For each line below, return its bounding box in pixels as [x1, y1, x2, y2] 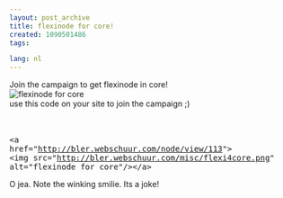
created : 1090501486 [9, 30, 87, 39]
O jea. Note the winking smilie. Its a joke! [9, 179, 160, 190]
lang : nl [9, 55, 42, 64]
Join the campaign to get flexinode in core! [9, 79, 169, 90]
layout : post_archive [9, 13, 91, 22]
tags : [9, 38, 30, 48]
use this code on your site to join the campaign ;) [9, 98, 190, 109]
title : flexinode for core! [9, 22, 115, 31]
